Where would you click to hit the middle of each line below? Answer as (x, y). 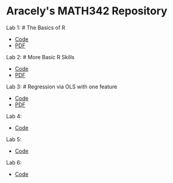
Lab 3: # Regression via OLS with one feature (62, 86)
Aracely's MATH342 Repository (87, 11)
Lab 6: (14, 162)
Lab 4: (14, 116)
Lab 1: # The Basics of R (36, 28)
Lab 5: (14, 139)
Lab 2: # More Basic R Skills (40, 57)
